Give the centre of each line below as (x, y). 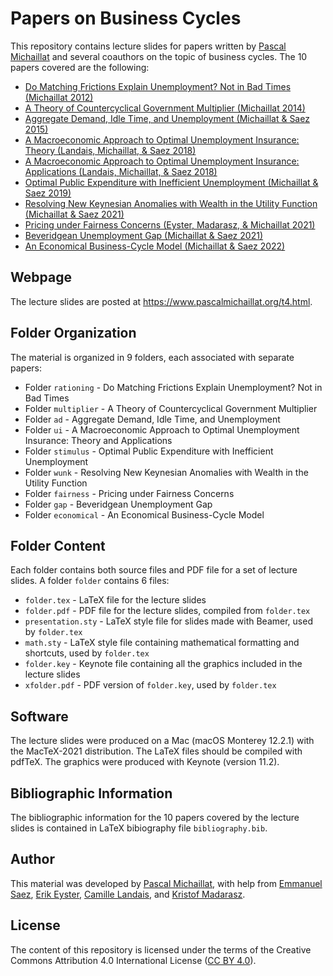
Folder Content (58, 545)
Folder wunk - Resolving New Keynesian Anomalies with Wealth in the (166, 472)
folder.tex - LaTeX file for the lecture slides (115, 600)
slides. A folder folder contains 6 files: (90, 581)
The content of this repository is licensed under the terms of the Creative (161, 949)
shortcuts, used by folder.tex (87, 653)
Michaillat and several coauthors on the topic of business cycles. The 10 (159, 56)
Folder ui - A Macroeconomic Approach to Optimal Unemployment (162, 429)
